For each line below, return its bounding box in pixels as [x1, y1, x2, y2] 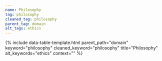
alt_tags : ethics [5, 26, 41, 31]
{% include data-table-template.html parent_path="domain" [5, 39, 128, 45]
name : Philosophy [5, 7, 41, 12]
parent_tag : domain [5, 21, 46, 26]
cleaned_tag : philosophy [5, 16, 57, 21]
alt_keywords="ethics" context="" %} [5, 50, 83, 56]
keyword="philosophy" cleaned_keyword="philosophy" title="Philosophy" [5, 45, 158, 51]
